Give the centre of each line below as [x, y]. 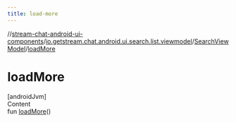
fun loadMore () [29, 111]
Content [19, 104]
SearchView [211, 41]
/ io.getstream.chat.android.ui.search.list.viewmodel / [119, 41]
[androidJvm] [27, 96]
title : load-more [33, 14]
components [26, 41]
